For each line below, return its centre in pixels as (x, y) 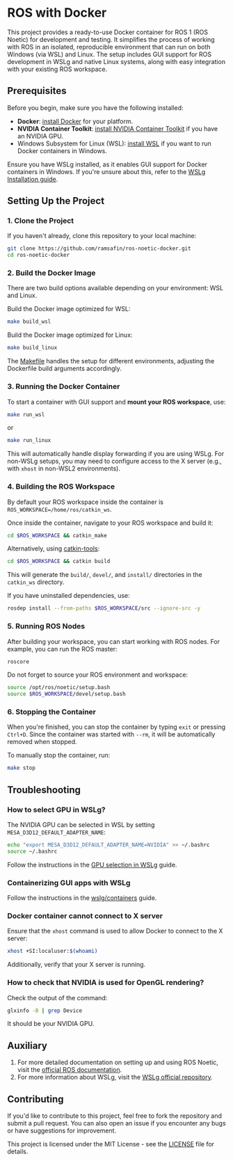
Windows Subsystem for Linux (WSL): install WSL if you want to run (114, 143)
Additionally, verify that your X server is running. (77, 965)
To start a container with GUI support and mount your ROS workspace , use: (116, 402)
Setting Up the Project (56, 201)
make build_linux (32, 348)
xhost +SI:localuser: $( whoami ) (53, 951)
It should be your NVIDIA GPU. (51, 1024)
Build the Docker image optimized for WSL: (69, 309)
